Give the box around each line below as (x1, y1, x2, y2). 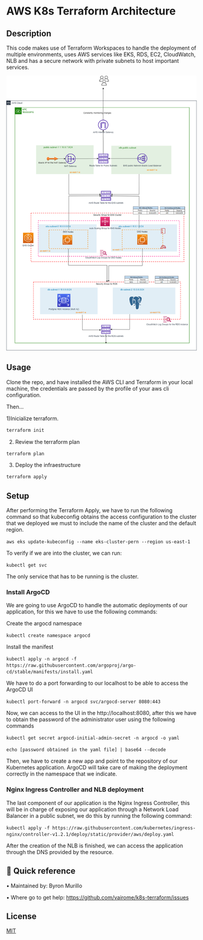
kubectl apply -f (6, 824, 50, 831)
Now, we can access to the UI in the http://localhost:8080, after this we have (6, 710, 197, 717)
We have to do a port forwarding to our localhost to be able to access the (6, 679, 188, 687)
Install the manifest (6, 643, 54, 651)
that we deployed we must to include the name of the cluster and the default (6, 520, 196, 527)
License (6, 911, 37, 921)
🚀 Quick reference (6, 866, 76, 876)
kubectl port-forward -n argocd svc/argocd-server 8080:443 (6, 699, 161, 705)
